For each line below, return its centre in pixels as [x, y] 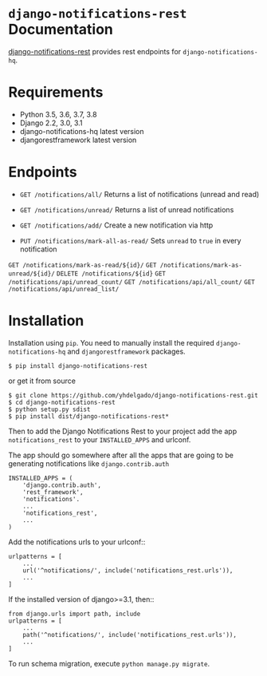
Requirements [56, 92]
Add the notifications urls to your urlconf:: [77, 542]
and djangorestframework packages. [126, 351]
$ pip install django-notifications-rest [78, 366]
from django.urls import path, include [75, 614]
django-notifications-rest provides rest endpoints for [95, 51]
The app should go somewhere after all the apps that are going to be [121, 455]
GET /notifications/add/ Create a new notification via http [116, 225]
